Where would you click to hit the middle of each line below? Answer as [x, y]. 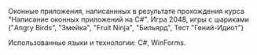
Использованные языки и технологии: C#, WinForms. [97, 43]
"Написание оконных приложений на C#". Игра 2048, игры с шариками [129, 19]
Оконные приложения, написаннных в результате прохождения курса [127, 11]
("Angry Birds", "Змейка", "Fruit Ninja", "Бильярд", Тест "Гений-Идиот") [126, 27]
